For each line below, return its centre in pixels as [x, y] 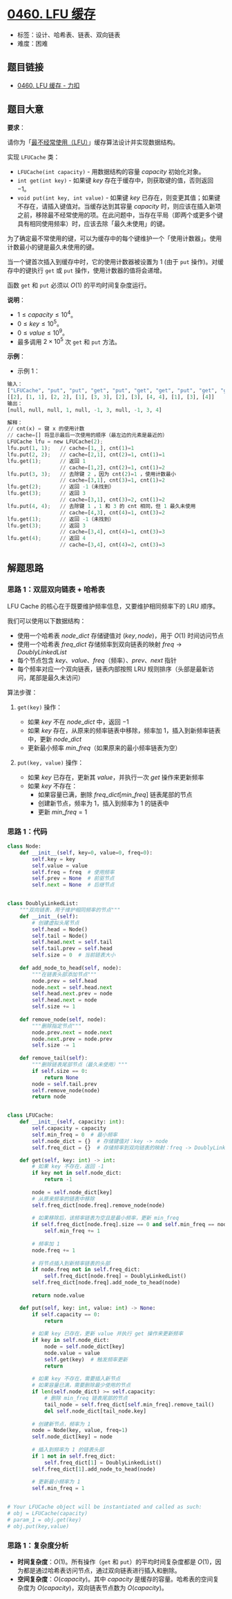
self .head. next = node [65, 1000]
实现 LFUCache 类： [33, 157]
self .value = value [60, 866]
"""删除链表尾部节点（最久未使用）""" [80, 1065]
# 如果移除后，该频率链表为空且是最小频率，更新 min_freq [106, 1218]
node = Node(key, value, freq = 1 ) [80, 1431]
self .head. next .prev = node [72, 994]
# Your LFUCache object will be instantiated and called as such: [105, 1507]
